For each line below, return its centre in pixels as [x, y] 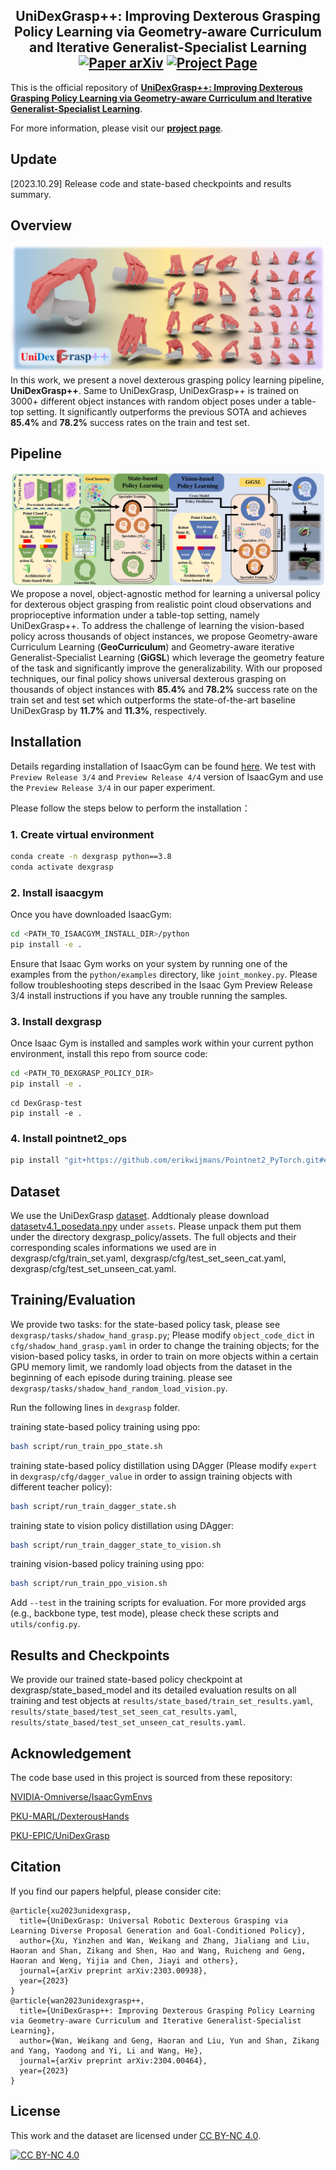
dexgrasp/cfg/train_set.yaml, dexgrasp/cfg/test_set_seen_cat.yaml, [148, 1258]
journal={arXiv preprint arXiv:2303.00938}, [113, 1970]
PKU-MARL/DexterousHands [70, 1816]
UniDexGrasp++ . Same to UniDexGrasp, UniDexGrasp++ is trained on [155, 390]
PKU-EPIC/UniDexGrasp [60, 1835]
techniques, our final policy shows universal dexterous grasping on [148, 679]
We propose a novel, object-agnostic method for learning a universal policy [165, 594]
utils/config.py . [45, 1624]
